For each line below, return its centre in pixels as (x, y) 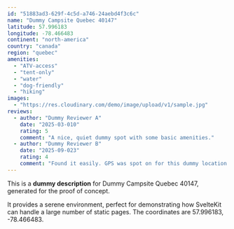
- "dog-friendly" (39, 85)
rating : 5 (34, 131)
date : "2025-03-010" (50, 124)
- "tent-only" (34, 72)
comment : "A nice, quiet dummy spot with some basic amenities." (117, 137)
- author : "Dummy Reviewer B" (57, 144)
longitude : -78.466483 (40, 33)
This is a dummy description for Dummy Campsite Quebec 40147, (103, 183)
